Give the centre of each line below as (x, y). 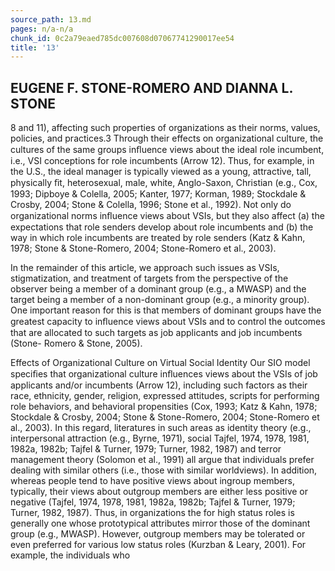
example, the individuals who (70, 555)
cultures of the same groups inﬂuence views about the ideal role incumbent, (167, 150)
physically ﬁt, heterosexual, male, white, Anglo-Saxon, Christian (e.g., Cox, (164, 183)
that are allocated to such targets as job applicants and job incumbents (156, 333)
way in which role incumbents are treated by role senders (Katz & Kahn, (158, 238)
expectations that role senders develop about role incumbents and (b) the (162, 227)
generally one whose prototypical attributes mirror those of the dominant (160, 523)
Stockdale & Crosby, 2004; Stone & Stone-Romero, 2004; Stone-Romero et (165, 417)
